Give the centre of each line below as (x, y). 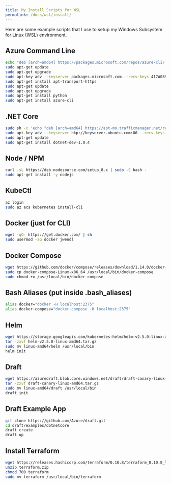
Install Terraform (32, 451)
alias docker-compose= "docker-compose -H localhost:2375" (68, 309)
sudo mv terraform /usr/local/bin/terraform (53, 477)
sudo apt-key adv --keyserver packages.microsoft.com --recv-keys (77, 77)
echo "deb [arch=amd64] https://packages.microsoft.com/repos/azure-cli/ (85, 63)
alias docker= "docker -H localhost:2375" (50, 304)
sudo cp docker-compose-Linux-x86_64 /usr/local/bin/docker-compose (79, 272)
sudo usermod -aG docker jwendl (39, 240)
